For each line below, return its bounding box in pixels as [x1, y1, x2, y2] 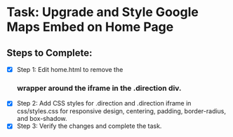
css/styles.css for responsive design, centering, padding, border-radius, [16, 107, 226, 115]
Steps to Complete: [6, 47, 93, 59]
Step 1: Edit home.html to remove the [16, 66, 124, 73]
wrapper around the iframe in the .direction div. [16, 83, 182, 93]
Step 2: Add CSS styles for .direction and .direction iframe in [16, 99, 192, 108]
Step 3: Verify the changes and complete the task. [16, 122, 162, 130]
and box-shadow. [16, 115, 67, 123]
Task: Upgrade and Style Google [6, 4, 199, 20]
